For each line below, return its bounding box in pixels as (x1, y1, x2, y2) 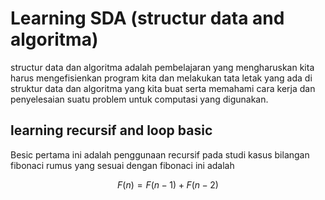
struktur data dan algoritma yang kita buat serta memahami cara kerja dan (10, 82, 316, 94)
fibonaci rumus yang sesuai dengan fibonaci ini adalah (10, 159, 235, 171)
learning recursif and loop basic (10, 122, 213, 139)
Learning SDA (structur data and (10, 7, 285, 30)
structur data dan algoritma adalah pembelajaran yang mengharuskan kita (10, 61, 315, 73)
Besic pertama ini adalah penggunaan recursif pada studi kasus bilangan (10, 148, 310, 161)
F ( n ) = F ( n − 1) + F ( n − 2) (117, 178, 219, 191)
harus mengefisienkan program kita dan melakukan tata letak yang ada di (10, 72, 313, 84)
